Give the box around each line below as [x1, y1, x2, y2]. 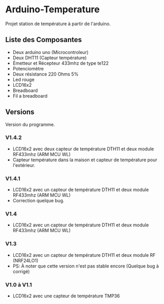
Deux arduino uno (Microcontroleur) [12, 49, 89, 55]
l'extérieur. [12, 162, 36, 168]
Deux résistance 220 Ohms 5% [12, 71, 79, 77]
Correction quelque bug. [12, 198, 65, 204]
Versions [5, 108, 35, 117]
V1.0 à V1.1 [5, 281, 32, 288]
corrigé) [12, 268, 30, 274]
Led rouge [12, 76, 35, 83]
